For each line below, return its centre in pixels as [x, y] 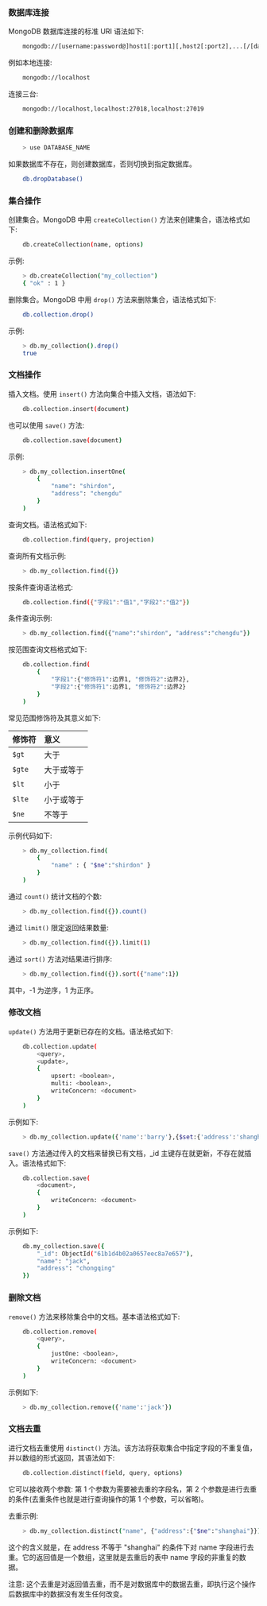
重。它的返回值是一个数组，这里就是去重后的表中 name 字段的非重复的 [124, 1557]
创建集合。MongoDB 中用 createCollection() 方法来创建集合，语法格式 [126, 219]
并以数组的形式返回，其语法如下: [62, 1457]
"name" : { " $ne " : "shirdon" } [101, 865]
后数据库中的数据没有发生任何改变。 [68, 1594]
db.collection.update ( [60, 1046]
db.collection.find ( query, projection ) [89, 539]
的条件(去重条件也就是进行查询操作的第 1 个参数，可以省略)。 [108, 1499]
